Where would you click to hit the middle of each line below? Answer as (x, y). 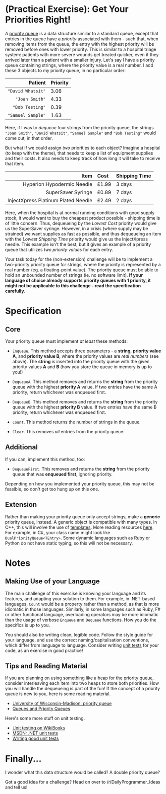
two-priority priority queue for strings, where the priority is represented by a (83, 264)
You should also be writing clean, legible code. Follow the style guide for (79, 635)
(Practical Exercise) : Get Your (67, 9)
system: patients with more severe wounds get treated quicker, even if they (82, 54)
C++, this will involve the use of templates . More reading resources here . (80, 527)
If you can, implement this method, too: (45, 459)
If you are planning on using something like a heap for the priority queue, (80, 678)
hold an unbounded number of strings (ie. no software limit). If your (74, 275)
